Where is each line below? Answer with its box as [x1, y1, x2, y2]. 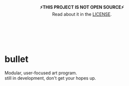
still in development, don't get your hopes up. [4, 75, 96, 81]
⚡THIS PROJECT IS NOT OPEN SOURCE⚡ [40, 4, 124, 10]
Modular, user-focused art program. [4, 70, 77, 76]
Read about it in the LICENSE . [52, 11, 112, 17]
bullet [4, 54, 29, 65]
